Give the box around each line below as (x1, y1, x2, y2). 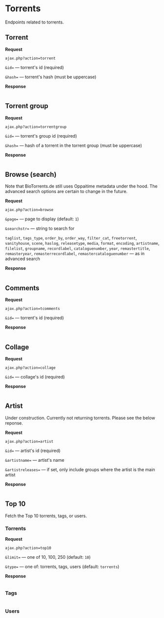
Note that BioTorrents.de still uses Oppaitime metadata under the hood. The (5, 183, 158, 189)
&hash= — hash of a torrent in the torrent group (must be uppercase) (5, 143, 142, 148)
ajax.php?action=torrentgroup (5, 124, 67, 129)
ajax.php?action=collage (5, 365, 56, 370)
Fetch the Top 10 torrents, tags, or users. (5, 513, 87, 519)
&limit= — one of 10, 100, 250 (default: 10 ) (5, 554, 91, 560)
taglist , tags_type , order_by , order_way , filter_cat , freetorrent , (5, 235, 137, 241)
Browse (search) (5, 170, 57, 179)
